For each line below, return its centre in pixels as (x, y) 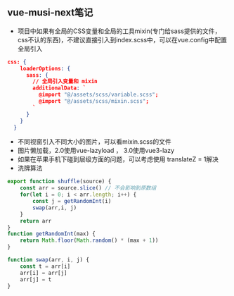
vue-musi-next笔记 (50, 13)
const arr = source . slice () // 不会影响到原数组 (88, 188)
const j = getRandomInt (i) (72, 202)
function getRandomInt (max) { (52, 234)
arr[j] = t (36, 279)
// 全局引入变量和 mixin (65, 82)
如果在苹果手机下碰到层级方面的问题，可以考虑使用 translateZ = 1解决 (118, 159)
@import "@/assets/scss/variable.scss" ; (98, 95)
